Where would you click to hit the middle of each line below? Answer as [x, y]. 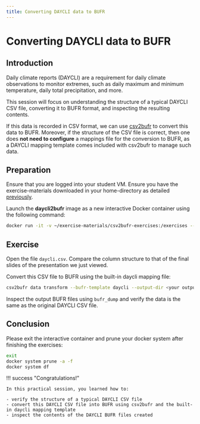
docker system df [28, 367]
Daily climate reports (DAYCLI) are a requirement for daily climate [86, 78]
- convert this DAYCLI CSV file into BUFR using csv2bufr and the [90, 405]
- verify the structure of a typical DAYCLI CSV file [74, 400]
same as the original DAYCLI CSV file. [52, 305]
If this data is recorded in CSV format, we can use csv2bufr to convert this [97, 126]
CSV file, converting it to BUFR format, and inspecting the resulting [88, 108]
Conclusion [28, 324]
